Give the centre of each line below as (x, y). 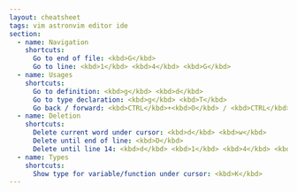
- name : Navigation (53, 42)
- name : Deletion (49, 116)
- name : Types (43, 157)
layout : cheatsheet (45, 17)
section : (25, 34)
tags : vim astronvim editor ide (69, 26)
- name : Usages (45, 75)
